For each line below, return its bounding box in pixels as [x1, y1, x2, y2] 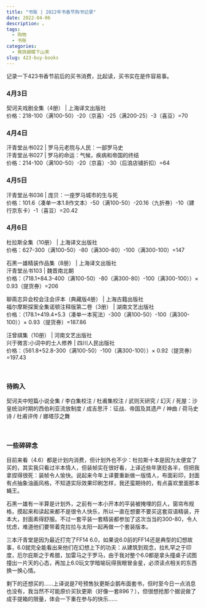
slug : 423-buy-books [6, 55, 59, 61]
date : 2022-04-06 [6, 15, 51, 21]
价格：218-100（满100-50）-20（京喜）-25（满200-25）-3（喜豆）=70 [6, 112, 188, 119]
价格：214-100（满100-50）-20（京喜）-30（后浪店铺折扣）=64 [6, 159, 170, 166]
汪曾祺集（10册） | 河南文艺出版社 [6, 331, 93, 338]
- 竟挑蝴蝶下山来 [12, 49, 50, 55]
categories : [6, 44, 37, 50]
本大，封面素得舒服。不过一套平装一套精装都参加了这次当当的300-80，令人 [6, 515, 198, 523]
